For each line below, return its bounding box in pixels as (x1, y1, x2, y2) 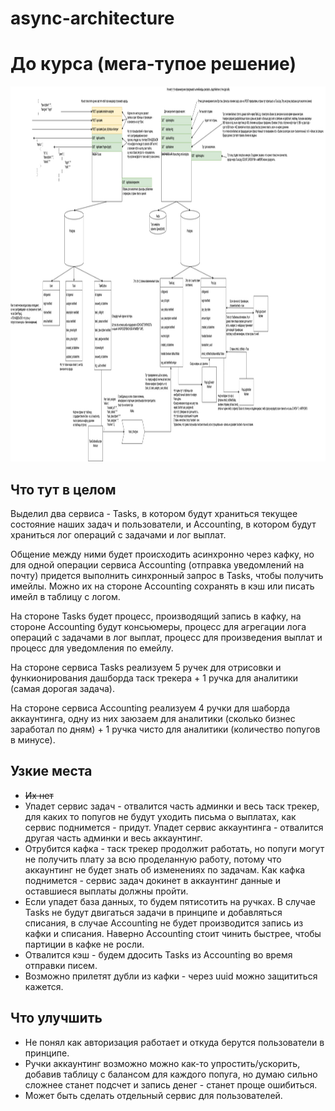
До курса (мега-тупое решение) (10, 53, 297, 76)
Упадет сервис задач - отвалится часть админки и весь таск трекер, (24, 800, 320, 812)
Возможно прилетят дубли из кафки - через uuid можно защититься (24, 970, 318, 982)
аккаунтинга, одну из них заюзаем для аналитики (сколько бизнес (10, 712, 296, 724)
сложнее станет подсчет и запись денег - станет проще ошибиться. (24, 1078, 318, 1091)
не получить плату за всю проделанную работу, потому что (24, 853, 282, 865)
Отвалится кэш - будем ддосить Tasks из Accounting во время (24, 948, 293, 961)
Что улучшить (10, 1010, 103, 1027)
